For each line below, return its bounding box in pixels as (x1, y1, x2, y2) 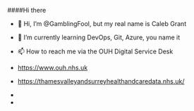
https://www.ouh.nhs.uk (17, 63, 88, 72)
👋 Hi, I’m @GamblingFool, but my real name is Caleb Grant (17, 20, 187, 27)
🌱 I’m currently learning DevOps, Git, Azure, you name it (17, 33, 181, 41)
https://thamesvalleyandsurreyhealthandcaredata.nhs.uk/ (17, 77, 185, 85)
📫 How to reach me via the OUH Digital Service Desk (17, 47, 174, 55)
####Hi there (7, 6, 47, 14)
